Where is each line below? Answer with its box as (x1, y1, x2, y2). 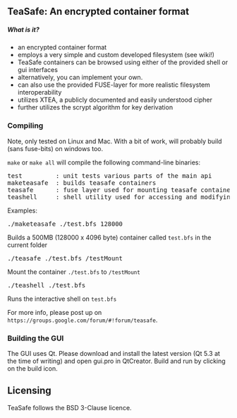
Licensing (7, 385, 51, 397)
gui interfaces (17, 66, 59, 74)
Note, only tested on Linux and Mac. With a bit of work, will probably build (7, 137, 222, 145)
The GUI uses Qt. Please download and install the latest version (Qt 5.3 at (7, 349, 221, 357)
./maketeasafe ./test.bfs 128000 (7, 220, 123, 228)
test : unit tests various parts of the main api (7, 172, 212, 179)
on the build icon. (7, 364, 58, 373)
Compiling (7, 121, 44, 131)
